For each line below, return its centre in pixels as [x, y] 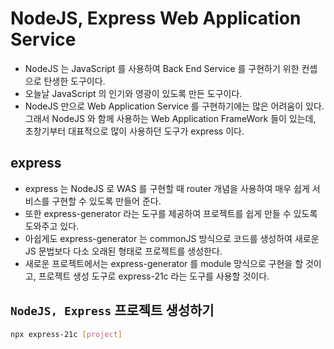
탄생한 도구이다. [74, 81]
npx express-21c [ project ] [66, 334]
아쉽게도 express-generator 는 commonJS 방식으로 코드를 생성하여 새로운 [172, 238]
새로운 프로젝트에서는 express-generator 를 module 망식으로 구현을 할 [164, 263]
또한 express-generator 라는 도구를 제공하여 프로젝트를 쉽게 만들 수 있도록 [171, 213]
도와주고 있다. [52, 226]
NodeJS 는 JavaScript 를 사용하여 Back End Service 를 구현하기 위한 [162, 68]
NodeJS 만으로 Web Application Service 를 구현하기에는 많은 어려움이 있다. [174, 106]
